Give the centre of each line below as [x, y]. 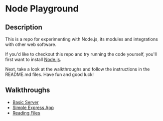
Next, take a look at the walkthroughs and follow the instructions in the [78, 69]
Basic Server [25, 102]
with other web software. [31, 44]
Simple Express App [33, 107]
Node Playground [42, 9]
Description [24, 27]
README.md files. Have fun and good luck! [49, 74]
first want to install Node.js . [33, 59]
